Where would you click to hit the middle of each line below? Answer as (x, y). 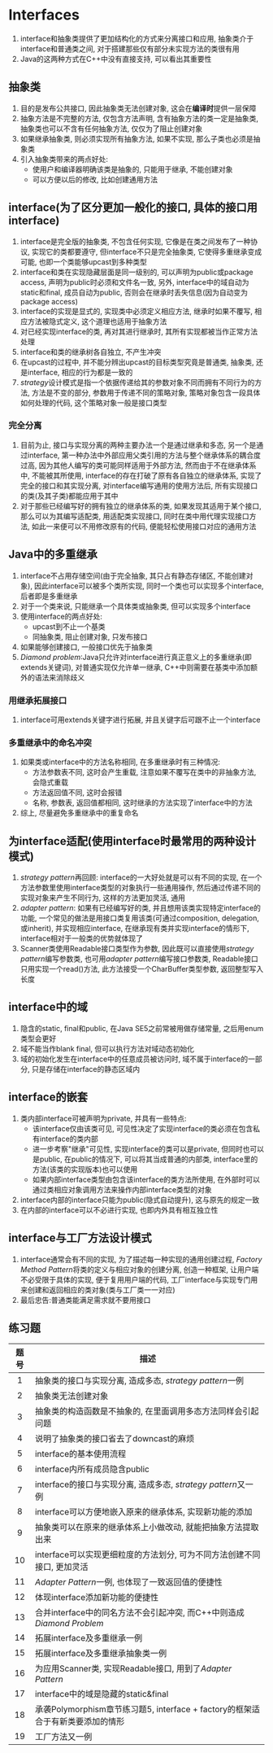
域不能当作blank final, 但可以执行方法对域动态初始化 (107, 1048)
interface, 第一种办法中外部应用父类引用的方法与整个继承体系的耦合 (141, 455)
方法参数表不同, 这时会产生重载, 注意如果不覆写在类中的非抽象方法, (144, 772)
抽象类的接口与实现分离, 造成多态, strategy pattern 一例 (139, 1381)
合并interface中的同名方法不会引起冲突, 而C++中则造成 (140, 1613)
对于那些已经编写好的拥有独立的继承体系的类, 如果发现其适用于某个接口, (141, 505)
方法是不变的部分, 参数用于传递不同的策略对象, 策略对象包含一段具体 (146, 392)
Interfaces (44, 15)
